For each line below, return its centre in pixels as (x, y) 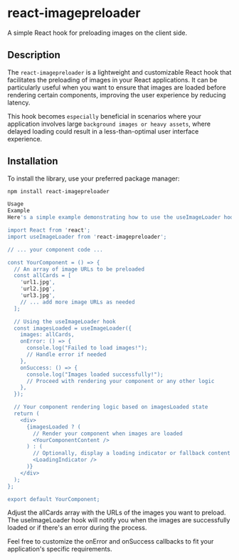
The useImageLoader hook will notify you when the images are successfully (119, 520)
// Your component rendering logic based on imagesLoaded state (111, 407)
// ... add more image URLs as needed (78, 302)
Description (34, 55)
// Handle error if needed (66, 355)
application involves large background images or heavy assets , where (109, 124)
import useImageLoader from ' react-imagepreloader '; (87, 237)
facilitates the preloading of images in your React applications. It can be (112, 80)
